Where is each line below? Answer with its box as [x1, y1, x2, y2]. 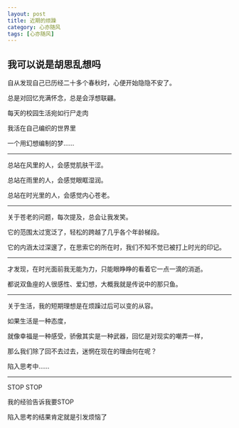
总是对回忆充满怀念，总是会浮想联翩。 [7, 94, 119, 102]
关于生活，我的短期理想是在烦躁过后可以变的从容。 [7, 301, 157, 310]
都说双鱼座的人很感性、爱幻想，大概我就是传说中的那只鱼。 [7, 280, 182, 289]
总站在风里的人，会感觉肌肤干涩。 [7, 161, 107, 169]
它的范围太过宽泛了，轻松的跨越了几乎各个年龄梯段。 [7, 228, 164, 237]
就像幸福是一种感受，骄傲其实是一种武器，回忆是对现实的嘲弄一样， [7, 332, 207, 341]
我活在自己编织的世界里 [7, 124, 76, 132]
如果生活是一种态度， [7, 317, 70, 326]
